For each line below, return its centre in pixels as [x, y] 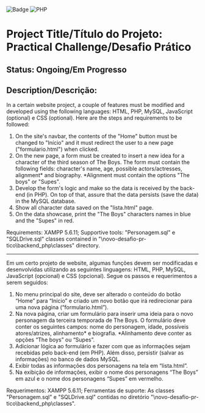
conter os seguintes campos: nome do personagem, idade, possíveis [102, 327]
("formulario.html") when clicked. [57, 149]
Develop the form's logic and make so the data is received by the [97, 188]
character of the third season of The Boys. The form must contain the [103, 163]
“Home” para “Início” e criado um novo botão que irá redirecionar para [103, 301]
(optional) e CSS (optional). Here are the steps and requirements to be [94, 118]
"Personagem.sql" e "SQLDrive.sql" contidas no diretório [78, 397]
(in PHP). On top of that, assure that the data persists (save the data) [113, 195]
